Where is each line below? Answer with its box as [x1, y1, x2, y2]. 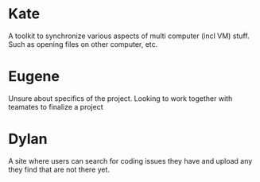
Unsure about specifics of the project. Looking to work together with [8, 93, 233, 103]
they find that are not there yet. [8, 165, 110, 174]
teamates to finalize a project [8, 102, 103, 111]
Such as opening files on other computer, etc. [8, 39, 158, 48]
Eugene [8, 68, 60, 86]
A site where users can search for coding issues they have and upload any [8, 156, 253, 165]
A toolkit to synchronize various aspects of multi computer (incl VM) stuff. [8, 31, 250, 41]
